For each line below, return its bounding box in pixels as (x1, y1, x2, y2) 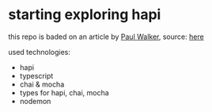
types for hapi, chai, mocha (19, 87, 109, 97)
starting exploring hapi (8, 6, 161, 24)
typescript (19, 71, 54, 80)
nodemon (19, 96, 51, 106)
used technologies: (8, 47, 71, 56)
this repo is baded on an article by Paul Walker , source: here (8, 32, 204, 41)
